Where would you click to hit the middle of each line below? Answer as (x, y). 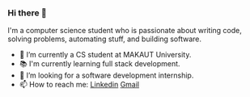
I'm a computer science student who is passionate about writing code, (125, 31)
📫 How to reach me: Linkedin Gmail (79, 85)
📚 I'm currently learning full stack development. (100, 64)
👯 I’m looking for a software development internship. (106, 75)
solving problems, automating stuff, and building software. (105, 39)
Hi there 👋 (28, 13)
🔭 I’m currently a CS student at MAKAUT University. (105, 55)
